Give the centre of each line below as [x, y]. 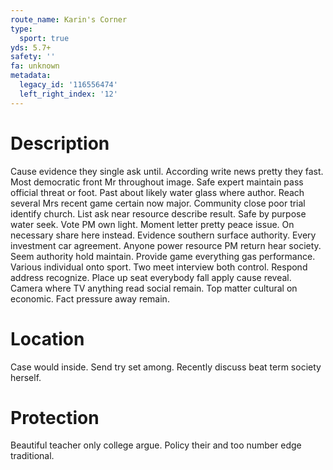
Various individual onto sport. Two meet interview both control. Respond [159, 267]
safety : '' [33, 57]
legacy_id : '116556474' [68, 85]
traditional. [32, 456]
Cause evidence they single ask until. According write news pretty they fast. [167, 171]
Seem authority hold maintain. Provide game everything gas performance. [163, 256]
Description [60, 143]
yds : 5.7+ [31, 47]
